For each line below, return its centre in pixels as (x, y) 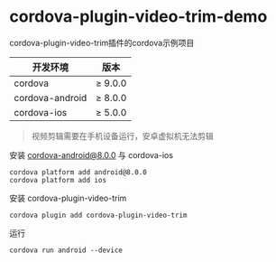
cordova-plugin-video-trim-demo (138, 17)
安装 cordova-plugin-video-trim (68, 198)
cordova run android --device (66, 250)
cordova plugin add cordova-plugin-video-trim (98, 215)
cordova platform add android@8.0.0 (78, 172)
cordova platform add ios (58, 180)
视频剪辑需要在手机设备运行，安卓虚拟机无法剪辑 (122, 136)
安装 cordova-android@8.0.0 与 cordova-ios (92, 154)
